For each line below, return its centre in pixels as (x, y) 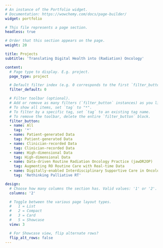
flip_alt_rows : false (31, 238)
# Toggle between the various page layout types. (60, 202)
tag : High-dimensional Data (42, 157)
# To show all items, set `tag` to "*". (51, 107)
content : (14, 67)
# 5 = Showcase (27, 220)
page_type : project (29, 76)
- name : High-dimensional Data (41, 153)
